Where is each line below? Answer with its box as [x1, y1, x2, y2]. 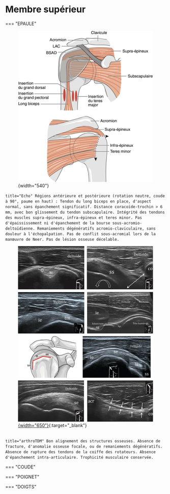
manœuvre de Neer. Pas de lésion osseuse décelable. [5, 237, 120, 242]
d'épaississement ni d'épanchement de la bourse [5, 220, 110, 226]
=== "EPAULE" [5, 20, 37, 27]
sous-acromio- [112, 220, 143, 226]
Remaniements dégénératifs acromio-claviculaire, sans [37, 226, 156, 231]
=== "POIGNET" [5, 474, 40, 480]
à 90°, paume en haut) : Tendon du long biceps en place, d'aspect [5, 198, 152, 204]
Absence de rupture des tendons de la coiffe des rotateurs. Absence [5, 450, 156, 455]
